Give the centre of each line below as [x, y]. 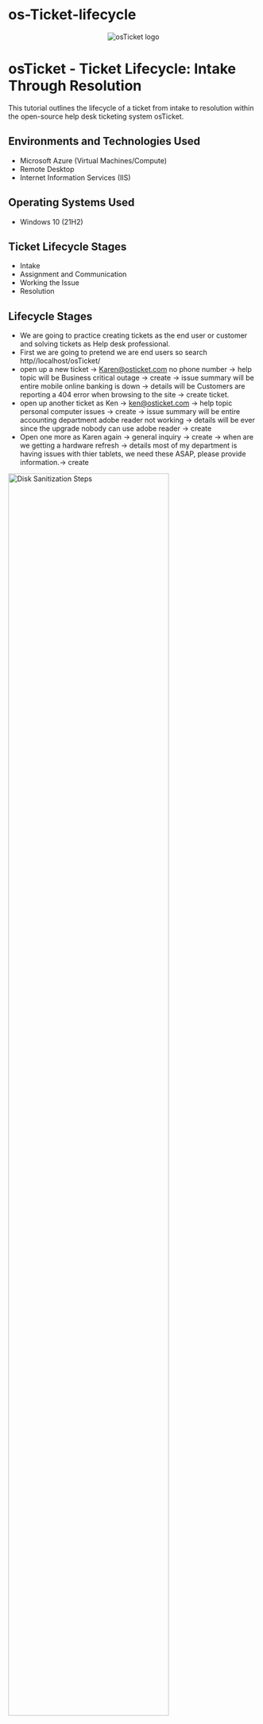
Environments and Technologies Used [104, 141]
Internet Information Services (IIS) [75, 178]
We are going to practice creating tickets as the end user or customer [133, 335]
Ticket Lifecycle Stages [68, 246]
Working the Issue [49, 283]
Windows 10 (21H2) [51, 221]
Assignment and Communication [73, 274]
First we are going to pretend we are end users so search [114, 353]
